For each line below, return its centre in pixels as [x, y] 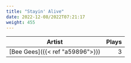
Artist [55, 42]
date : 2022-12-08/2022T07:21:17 [46, 17]
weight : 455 [21, 22]
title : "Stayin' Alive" [35, 11]
